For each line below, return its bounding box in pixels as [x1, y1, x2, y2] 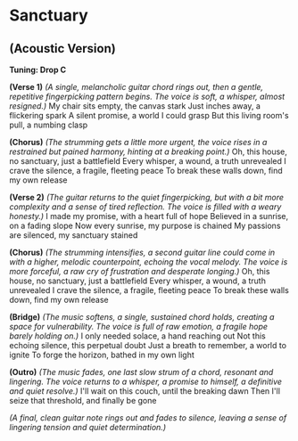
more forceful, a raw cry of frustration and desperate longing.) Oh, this [9, 266, 270, 276]
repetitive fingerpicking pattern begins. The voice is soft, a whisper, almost [9, 91, 286, 102]
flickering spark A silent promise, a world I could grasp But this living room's [9, 110, 289, 120]
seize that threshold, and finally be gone [9, 396, 157, 405]
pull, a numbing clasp [9, 119, 88, 130]
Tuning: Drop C [9, 64, 67, 75]
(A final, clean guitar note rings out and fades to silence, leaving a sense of [9, 412, 287, 423]
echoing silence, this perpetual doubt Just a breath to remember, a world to [9, 340, 287, 350]
